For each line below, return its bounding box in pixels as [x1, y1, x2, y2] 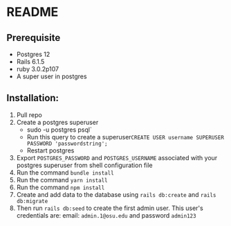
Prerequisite [6, 32, 61, 44]
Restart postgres [26, 146, 75, 155]
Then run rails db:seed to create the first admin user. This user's [16, 204, 203, 212]
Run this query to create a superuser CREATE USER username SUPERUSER [26, 132, 224, 141]
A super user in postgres [16, 72, 87, 80]
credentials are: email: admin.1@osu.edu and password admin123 [16, 211, 196, 219]
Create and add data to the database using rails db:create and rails [16, 190, 216, 198]
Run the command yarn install [16, 175, 108, 184]
